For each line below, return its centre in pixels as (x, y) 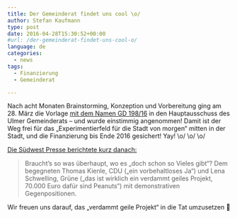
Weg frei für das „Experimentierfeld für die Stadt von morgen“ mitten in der (117, 129)
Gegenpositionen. (51, 194)
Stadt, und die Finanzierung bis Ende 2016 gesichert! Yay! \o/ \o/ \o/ (106, 136)
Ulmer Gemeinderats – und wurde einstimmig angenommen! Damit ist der (114, 121)
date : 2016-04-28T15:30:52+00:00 (57, 34)
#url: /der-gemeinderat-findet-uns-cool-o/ (73, 40)
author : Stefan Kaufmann (44, 21)
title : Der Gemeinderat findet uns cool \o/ (74, 14)
